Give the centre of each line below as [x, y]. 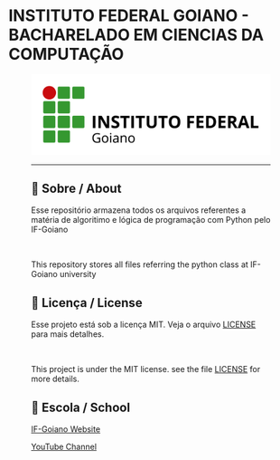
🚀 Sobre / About [76, 188]
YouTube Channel [64, 446]
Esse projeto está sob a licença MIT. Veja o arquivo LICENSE [144, 325]
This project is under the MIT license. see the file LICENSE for [146, 369]
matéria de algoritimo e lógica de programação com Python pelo [151, 220]
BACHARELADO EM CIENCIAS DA [136, 35]
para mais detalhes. [68, 334]
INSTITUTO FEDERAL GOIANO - [129, 16]
